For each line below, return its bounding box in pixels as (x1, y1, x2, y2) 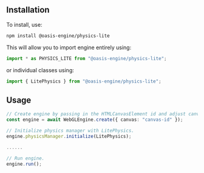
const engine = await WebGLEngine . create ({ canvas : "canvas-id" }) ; (6, 117, 183, 123)
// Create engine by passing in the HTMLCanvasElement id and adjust (6, 111, 186, 117)
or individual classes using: (6, 66, 74, 73)
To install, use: (6, 21, 42, 28)
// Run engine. (6, 155, 45, 161)
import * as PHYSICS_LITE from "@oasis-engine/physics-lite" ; (6, 55, 167, 61)
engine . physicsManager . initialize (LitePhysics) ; (6, 133, 132, 139)
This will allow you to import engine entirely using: (6, 44, 132, 51)
